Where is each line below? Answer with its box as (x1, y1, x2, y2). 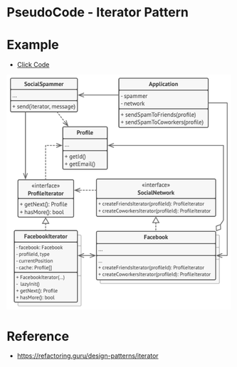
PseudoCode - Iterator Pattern (6, 4, 189, 21)
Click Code (16, 60, 50, 69)
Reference (6, 328, 69, 344)
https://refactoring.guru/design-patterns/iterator (16, 351, 159, 360)
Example (6, 37, 59, 53)
